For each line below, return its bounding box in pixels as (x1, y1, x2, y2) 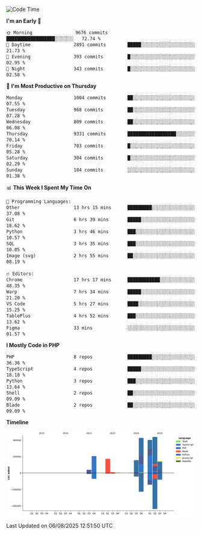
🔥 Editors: (6, 271, 34, 277)
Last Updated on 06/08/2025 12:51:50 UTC (6, 522, 113, 529)
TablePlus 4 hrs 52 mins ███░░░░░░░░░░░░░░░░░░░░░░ (6, 313, 196, 319)
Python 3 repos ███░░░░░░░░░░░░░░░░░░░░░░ (6, 378, 196, 384)
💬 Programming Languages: (6, 199, 71, 205)
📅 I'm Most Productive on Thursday (6, 82, 97, 90)
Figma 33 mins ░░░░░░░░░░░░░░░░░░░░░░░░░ (6, 325, 196, 331)
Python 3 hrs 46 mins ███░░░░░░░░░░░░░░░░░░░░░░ (6, 229, 196, 235)
